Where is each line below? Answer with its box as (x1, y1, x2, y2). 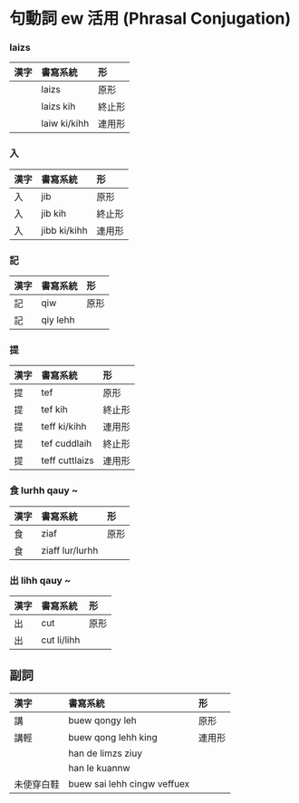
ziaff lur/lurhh (41, 544, 99, 556)
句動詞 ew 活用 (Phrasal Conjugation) (9, 8, 292, 29)
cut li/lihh (41, 634, 81, 646)
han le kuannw (68, 761, 130, 774)
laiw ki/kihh (41, 117, 90, 130)
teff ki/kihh (41, 421, 87, 433)
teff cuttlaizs (41, 454, 95, 467)
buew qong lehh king (68, 730, 158, 743)
